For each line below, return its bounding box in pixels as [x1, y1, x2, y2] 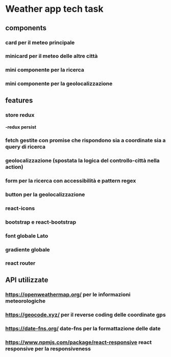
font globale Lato [5, 232, 48, 239]
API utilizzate [5, 275, 48, 284]
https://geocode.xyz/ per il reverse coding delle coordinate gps [5, 311, 166, 318]
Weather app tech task [5, 3, 104, 15]
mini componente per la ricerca [5, 66, 84, 73]
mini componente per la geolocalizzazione [5, 80, 113, 87]
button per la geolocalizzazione [5, 191, 85, 198]
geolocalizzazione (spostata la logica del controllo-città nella [5, 157, 160, 164]
